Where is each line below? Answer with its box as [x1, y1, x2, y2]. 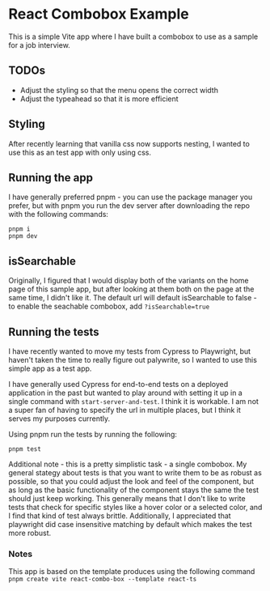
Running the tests [8, 325, 99, 338]
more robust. [8, 528, 52, 538]
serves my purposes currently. [8, 414, 111, 423]
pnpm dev [8, 232, 38, 240]
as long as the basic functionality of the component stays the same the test [8, 485, 259, 495]
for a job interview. [8, 40, 70, 49]
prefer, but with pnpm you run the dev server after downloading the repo [8, 201, 251, 210]
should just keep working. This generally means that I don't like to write [8, 494, 246, 503]
